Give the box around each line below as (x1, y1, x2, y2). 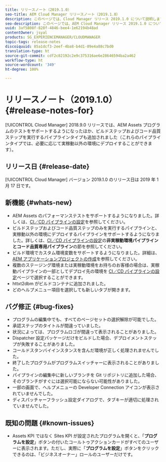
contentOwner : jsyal (5, 30, 48, 35)
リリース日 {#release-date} (5, 163, 90, 171)
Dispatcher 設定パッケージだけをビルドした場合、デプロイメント (12, 335, 144, 341)
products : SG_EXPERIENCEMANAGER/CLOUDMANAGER (5, 35, 100, 40)
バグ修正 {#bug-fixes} (5, 302, 74, 311)
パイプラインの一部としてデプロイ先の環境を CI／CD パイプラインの (16, 268, 156, 274)
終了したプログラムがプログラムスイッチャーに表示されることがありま (12, 360, 155, 366)
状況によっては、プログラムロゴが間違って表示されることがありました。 (12, 329, 159, 335)
